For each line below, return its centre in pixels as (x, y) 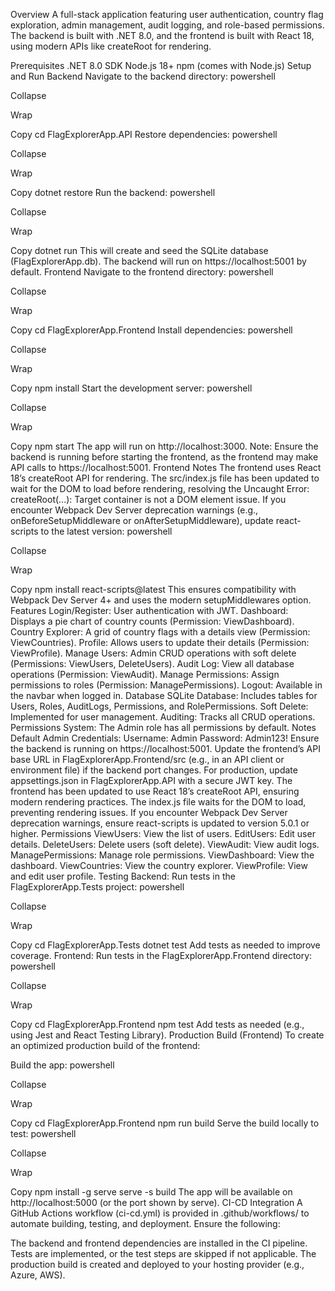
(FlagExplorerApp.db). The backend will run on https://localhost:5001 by (158, 261)
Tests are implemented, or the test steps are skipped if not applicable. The (163, 1253)
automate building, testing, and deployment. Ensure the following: (145, 1223)
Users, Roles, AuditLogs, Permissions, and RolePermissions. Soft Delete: (159, 706)
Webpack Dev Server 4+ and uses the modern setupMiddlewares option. (161, 600)
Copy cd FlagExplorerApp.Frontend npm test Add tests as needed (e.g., (157, 1024)
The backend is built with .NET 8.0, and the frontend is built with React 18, (162, 35)
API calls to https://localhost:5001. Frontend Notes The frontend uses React (166, 467)
